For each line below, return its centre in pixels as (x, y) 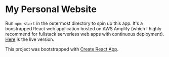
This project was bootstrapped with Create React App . (62, 49)
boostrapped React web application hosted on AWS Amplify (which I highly (83, 28)
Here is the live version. (30, 39)
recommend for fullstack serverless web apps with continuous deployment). (85, 34)
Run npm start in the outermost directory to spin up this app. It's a (74, 23)
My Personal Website (51, 9)
